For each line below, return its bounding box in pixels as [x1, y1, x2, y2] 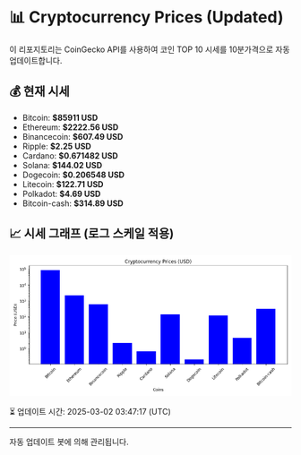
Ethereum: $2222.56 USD [21, 122, 119, 133]
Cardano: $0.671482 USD [21, 150, 118, 161]
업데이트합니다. [9, 55, 63, 65]
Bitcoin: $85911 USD [21, 112, 99, 123]
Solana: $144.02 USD [21, 159, 103, 170]
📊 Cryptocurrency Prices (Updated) [9, 7, 284, 28]
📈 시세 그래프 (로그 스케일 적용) [9, 226, 175, 242]
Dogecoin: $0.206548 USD [21, 169, 125, 180]
